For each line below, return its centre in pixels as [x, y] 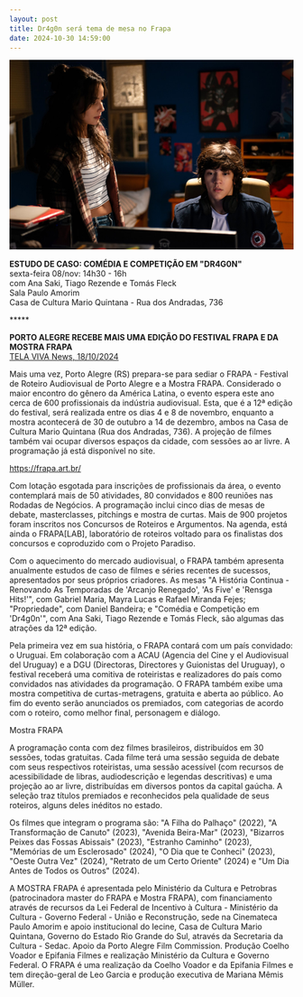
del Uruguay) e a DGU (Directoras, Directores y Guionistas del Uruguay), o [147, 665]
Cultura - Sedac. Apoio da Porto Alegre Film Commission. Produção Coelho [150, 946]
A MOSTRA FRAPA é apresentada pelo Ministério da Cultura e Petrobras [143, 889]
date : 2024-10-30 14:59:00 [60, 38]
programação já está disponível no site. [83, 451]
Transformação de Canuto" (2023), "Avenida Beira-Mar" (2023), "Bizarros [147, 833]
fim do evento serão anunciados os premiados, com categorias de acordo [147, 703]
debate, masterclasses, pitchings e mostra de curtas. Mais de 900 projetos [148, 515]
